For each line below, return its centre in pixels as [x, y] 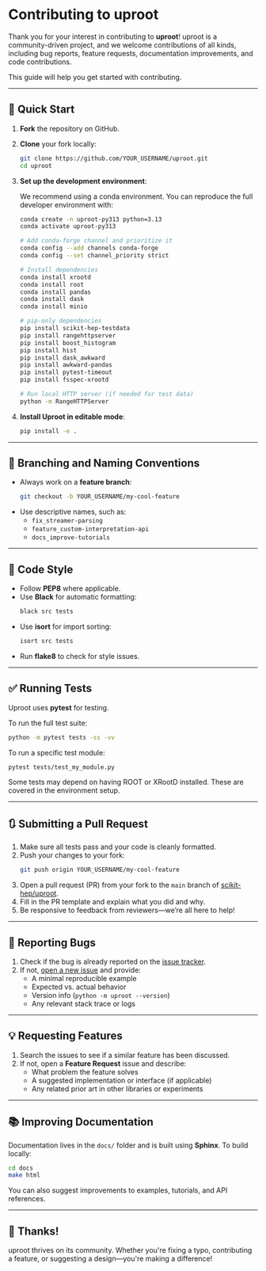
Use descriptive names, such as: [73, 512]
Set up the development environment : [83, 181]
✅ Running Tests [50, 689]
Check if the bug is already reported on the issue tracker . [113, 961]
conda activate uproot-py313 [68, 226]
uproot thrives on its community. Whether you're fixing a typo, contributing [130, 1250]
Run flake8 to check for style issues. [80, 656]
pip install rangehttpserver [68, 335]
